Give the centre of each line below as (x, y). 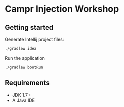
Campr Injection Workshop (62, 9)
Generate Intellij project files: (35, 39)
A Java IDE (23, 100)
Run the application (25, 58)
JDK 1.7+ (21, 95)
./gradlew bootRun (24, 67)
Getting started (29, 28)
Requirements (27, 83)
